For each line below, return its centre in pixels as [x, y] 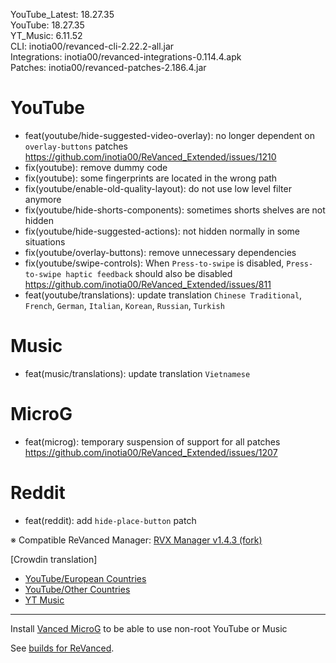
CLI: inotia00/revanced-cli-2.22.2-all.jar [92, 46]
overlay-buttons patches [76, 146]
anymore [43, 199]
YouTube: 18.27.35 [47, 25]
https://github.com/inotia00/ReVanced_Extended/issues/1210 [150, 156]
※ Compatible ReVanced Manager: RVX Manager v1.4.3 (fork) [136, 540]
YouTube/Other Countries [77, 589]
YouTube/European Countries [85, 578]
